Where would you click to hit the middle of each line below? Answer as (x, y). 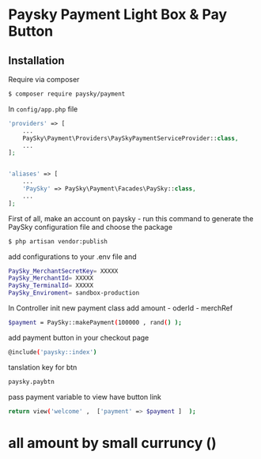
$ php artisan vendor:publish (58, 241)
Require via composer (44, 79)
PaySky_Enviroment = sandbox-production (74, 293)
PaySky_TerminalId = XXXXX (51, 286)
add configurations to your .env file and (72, 256)
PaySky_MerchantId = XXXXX (51, 278)
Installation (36, 60)
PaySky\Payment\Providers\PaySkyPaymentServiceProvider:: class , (130, 138)
